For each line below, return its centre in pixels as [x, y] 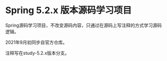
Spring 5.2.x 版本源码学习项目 [68, 10]
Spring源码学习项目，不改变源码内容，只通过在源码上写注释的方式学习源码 [83, 25]
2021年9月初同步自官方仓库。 [36, 42]
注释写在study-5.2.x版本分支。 [37, 53]
